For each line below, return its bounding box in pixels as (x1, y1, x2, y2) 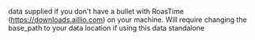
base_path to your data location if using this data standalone (8, 24, 205, 32)
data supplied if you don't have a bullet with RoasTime (8, 7, 184, 16)
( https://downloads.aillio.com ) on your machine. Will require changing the (8, 15, 247, 24)
